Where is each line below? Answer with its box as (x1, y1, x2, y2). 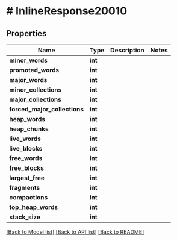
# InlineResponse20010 (6, 4, 128, 18)
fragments (9, 184, 40, 192)
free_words (9, 154, 43, 162)
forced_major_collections (9, 105, 84, 113)
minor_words (9, 56, 48, 64)
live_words (9, 134, 41, 143)
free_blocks (9, 164, 44, 172)
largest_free (9, 174, 45, 182)
